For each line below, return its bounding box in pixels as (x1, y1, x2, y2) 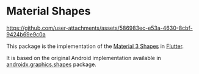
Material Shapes (6, 4, 91, 18)
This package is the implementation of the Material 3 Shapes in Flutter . (6, 42, 184, 50)
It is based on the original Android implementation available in (6, 54, 162, 61)
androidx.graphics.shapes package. (6, 61, 96, 68)
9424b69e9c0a (6, 30, 46, 38)
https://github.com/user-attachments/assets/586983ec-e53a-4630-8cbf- (6, 24, 194, 32)
